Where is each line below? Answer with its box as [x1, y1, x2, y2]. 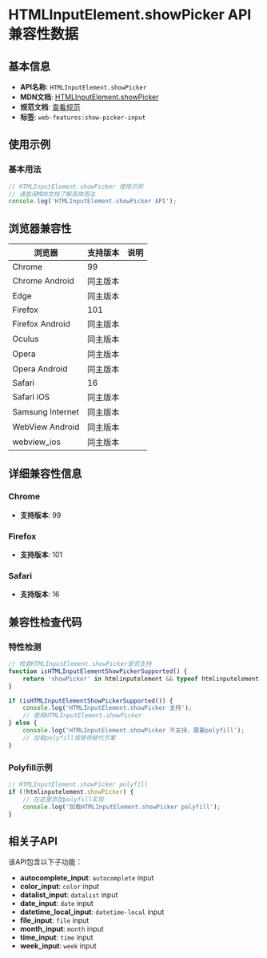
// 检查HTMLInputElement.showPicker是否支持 [8, 660, 152, 668]
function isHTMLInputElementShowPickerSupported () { [8, 667, 188, 675]
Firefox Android [12, 319, 70, 330]
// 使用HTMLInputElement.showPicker [22, 711, 142, 720]
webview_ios [12, 436, 62, 447]
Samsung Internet [12, 407, 80, 418]
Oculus [12, 334, 39, 345]
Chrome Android [12, 275, 74, 287]
